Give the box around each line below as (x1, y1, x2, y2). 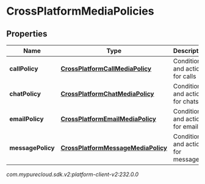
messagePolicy (9, 144, 55, 152)
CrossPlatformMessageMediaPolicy (60, 144, 168, 152)
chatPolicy (9, 90, 41, 98)
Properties (6, 29, 48, 39)
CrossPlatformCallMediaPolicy (60, 65, 151, 73)
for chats (173, 97, 199, 105)
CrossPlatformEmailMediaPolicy (60, 115, 157, 123)
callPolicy (9, 65, 38, 73)
